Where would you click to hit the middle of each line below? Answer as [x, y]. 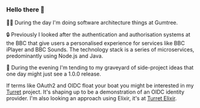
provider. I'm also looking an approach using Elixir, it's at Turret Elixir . [92, 98]
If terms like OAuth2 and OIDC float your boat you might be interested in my [100, 86]
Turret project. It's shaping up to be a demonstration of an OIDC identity [95, 92]
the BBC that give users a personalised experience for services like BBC [95, 43]
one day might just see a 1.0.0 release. [54, 74]
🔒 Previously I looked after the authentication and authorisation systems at [98, 35]
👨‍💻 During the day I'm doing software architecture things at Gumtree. [92, 23]
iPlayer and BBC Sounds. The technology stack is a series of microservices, [100, 50]
